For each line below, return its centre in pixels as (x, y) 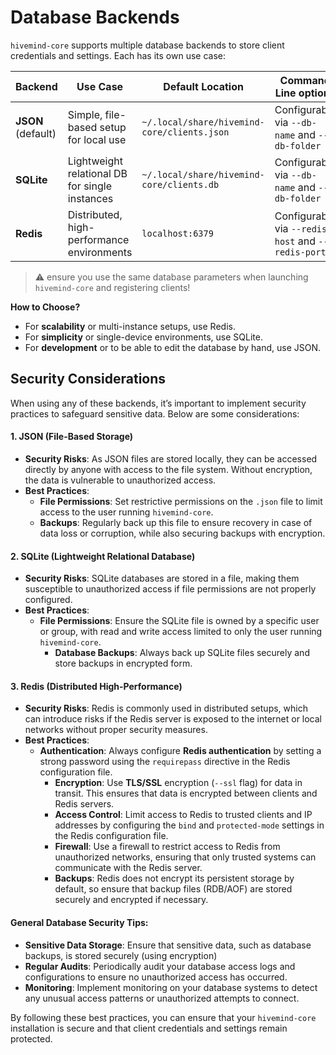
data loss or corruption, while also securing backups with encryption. (182, 533)
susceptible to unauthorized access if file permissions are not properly (170, 589)
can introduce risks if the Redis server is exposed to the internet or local (173, 719)
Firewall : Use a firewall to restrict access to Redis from (167, 847)
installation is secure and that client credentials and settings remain (149, 1028)
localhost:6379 (177, 233)
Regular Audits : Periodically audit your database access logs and (160, 966)
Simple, (85, 114)
